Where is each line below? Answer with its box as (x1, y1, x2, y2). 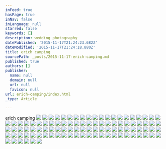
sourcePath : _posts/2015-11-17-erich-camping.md (5, 54, 109, 59)
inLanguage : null (5, 21, 42, 27)
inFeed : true (5, 7, 33, 13)
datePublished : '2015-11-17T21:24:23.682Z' (5, 40, 98, 45)
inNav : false (5, 17, 33, 22)
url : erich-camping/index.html (5, 92, 71, 97)
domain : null (10, 78, 37, 83)
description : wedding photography (5, 36, 78, 41)
